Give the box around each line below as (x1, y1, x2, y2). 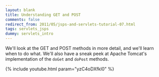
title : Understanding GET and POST (5, 12, 81, 17)
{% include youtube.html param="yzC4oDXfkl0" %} (5, 66, 115, 72)
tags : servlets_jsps (5, 27, 49, 32)
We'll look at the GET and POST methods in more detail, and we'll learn (5, 45, 154, 51)
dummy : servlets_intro (5, 31, 54, 36)
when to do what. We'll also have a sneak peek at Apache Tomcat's (5, 50, 147, 57)
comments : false (5, 17, 40, 22)
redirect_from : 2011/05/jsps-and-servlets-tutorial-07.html (5, 21, 136, 27)
